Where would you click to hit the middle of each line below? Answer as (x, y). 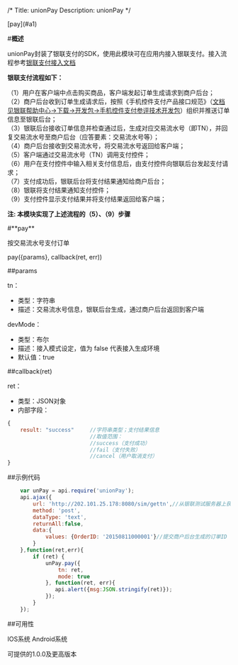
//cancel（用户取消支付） (124, 457)
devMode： (24, 324)
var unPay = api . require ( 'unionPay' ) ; (77, 491)
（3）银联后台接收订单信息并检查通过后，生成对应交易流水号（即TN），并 (114, 128)
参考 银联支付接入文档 (44, 62)
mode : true (74, 576)
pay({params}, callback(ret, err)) (55, 257)
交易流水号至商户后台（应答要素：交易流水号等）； (86, 137)
